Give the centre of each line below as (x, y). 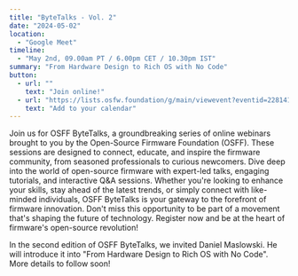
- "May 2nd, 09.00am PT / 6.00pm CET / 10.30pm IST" (117, 59)
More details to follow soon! (60, 264)
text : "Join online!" (65, 91)
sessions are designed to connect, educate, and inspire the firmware (135, 153)
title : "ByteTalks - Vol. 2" (63, 17)
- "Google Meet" (47, 42)
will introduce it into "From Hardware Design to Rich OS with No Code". (139, 255)
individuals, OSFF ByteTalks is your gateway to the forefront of (153, 200)
